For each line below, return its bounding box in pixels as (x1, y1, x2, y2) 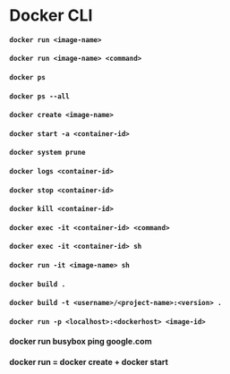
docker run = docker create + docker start (9, 356, 168, 367)
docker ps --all (9, 91, 70, 101)
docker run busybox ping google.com (9, 336, 152, 347)
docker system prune (9, 149, 87, 157)
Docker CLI (9, 5, 93, 26)
